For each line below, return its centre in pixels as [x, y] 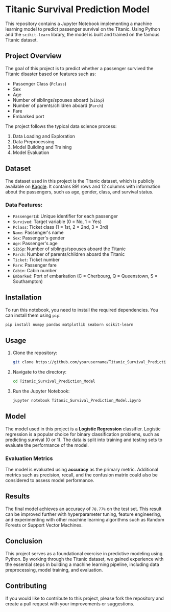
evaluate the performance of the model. [47, 445]
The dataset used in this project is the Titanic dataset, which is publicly [80, 181]
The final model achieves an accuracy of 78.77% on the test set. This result [83, 509]
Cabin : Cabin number [35, 270]
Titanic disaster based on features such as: [51, 74]
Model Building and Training [42, 147]
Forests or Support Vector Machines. [44, 525]
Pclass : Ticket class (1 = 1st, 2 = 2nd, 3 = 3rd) [60, 227]
